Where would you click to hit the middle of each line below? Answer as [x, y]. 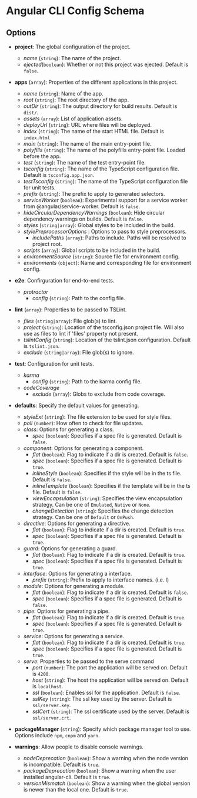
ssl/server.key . [51, 705]
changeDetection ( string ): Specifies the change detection [103, 511]
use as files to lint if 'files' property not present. [81, 334]
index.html [37, 138]
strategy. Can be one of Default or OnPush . [83, 517]
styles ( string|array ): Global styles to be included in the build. [99, 225]
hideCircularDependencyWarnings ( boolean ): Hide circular [94, 213]
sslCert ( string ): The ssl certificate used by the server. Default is [111, 711]
